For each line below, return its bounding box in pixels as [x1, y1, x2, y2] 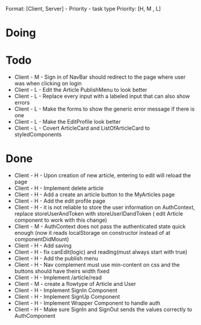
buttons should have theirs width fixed [14, 267, 110, 275]
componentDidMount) [14, 235, 70, 243]
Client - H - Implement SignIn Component [14, 287, 118, 294]
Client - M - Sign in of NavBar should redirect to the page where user [14, 73, 186, 80]
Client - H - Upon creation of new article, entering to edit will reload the [14, 172, 191, 179]
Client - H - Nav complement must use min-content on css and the [14, 261, 180, 269]
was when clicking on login [14, 80, 82, 87]
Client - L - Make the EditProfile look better [14, 118, 121, 126]
